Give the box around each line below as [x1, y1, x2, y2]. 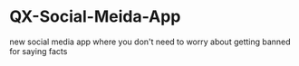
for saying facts [9, 45, 68, 56]
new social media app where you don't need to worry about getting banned [9, 36, 292, 47]
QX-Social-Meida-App [9, 6, 181, 27]
